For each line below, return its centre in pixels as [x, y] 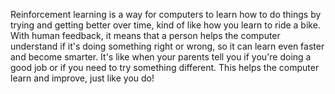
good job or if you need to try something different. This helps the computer [165, 67]
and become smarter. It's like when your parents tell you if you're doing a [161, 57]
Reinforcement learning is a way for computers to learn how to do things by [166, 14]
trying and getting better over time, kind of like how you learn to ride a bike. [165, 25]
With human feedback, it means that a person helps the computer [145, 35]
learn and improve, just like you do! [82, 78]
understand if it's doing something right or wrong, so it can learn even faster [167, 46]
